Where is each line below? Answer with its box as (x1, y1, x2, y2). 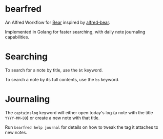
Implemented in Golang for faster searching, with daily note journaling (5, 29, 145, 35)
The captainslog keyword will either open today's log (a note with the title (5, 109, 153, 115)
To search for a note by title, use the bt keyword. (5, 67, 103, 73)
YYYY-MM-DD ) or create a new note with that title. (5, 115, 100, 121)
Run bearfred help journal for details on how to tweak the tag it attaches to (5, 124, 159, 130)
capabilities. (5, 34, 29, 40)
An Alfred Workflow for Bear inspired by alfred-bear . (5, 19, 111, 25)
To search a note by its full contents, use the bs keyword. (5, 76, 120, 82)
